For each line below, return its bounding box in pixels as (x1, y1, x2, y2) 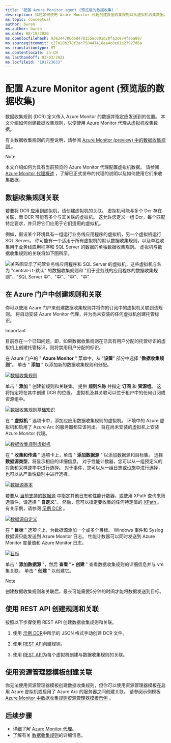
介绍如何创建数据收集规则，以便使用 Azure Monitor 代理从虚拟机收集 (9, 120, 154, 126)
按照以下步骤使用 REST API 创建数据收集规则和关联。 (5, 619, 117, 625)
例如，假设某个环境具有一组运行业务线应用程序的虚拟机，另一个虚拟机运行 (5, 231, 161, 237)
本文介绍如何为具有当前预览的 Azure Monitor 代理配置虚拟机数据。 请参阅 (5, 164, 159, 170)
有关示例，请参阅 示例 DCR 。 (5, 505, 68, 511)
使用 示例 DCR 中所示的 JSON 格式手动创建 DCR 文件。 (12, 630, 127, 636)
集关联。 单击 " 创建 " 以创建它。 (5, 567, 74, 574)
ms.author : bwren (5, 26, 42, 32)
